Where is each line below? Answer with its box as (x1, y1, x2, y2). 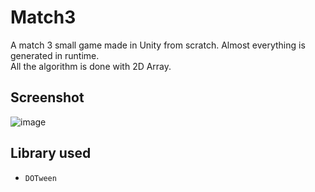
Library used (10, 145, 92, 162)
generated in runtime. (10, 49, 100, 61)
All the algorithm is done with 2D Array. (10, 60, 172, 72)
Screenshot (10, 89, 85, 106)
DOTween (24, 173, 57, 183)
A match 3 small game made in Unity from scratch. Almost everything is (10, 39, 306, 51)
